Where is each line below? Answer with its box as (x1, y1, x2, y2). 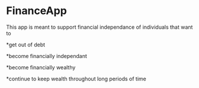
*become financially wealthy (6, 63, 76, 71)
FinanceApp (6, 4, 67, 18)
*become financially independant (6, 52, 88, 59)
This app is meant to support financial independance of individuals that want (6, 23, 193, 31)
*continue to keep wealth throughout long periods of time (6, 75, 146, 82)
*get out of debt (6, 41, 46, 48)
